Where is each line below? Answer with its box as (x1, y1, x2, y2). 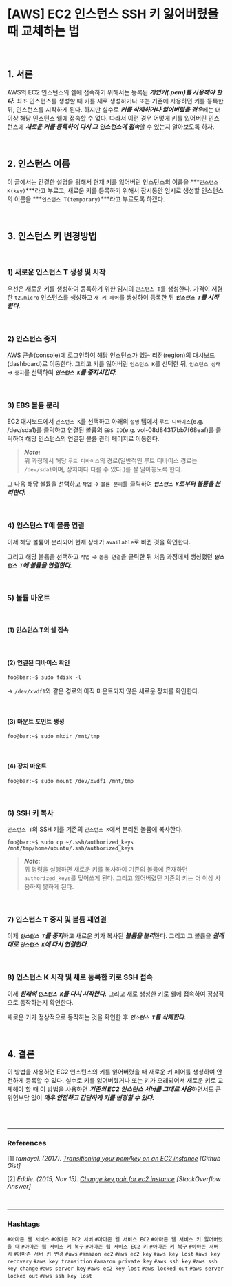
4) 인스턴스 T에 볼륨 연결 (7, 521, 85, 531)
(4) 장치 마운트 (7, 762, 47, 770)
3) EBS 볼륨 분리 (7, 400, 60, 410)
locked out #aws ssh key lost (7, 1272, 93, 1279)
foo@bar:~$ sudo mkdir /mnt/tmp (7, 733, 100, 740)
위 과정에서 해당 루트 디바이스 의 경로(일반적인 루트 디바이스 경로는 (23, 456, 198, 465)
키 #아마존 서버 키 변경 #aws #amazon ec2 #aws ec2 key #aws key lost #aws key (7, 1250, 220, 1258)
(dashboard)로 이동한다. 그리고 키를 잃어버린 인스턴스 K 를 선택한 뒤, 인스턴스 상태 (7, 359, 222, 367)
